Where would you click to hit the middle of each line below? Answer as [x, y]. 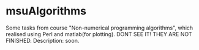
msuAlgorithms [46, 11]
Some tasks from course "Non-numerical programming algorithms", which [99, 28]
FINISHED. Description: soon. [43, 40]
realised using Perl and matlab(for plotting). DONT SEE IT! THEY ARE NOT [99, 34]
